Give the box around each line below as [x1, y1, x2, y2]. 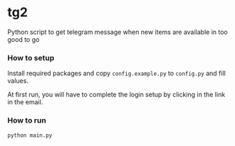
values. [7, 77, 28, 85]
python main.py [7, 132, 53, 139]
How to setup [7, 52, 55, 62]
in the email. [7, 98, 43, 106]
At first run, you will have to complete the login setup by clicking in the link [7, 90, 226, 99]
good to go [7, 35, 40, 43]
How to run [7, 116, 46, 125]
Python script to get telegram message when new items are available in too [7, 28, 228, 36]
